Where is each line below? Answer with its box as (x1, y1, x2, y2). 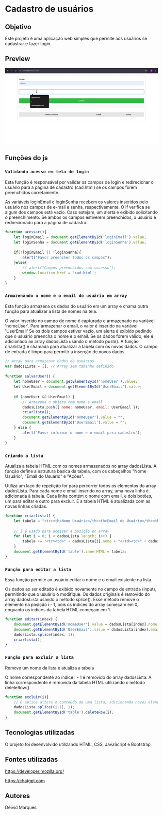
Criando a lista (5, 453, 44, 458)
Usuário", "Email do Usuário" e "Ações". (5, 473, 84, 479)
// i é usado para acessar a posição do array (14, 529, 110, 534)
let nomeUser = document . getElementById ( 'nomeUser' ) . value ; (14, 379, 138, 384)
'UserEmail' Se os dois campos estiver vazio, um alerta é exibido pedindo (5, 328, 152, 334)
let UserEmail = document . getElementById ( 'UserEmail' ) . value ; (14, 384, 142, 389)
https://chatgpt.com (5, 778, 45, 783)
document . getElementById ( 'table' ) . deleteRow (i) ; (14, 710, 114, 715)
